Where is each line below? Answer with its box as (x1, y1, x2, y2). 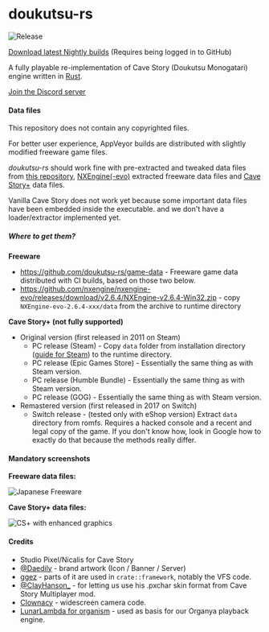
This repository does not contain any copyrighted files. (8, 123, 190, 133)
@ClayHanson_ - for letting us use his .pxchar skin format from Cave (19, 580, 247, 590)
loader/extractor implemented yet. (8, 213, 121, 222)
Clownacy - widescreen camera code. (19, 597, 147, 607)
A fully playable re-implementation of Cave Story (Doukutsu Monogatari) (8, 62, 248, 72)
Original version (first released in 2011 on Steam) (19, 333, 181, 342)
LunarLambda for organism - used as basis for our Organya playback (19, 605, 249, 616)
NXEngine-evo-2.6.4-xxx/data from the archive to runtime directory (19, 301, 242, 311)
